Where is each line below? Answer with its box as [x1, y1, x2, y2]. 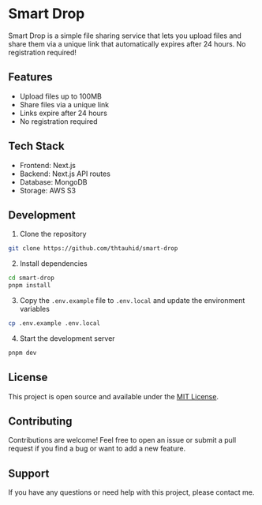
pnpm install [8, 282, 51, 290]
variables [19, 305, 50, 313]
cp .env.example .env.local [8, 320, 101, 327]
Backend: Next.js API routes [19, 169, 110, 178]
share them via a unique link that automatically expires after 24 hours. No [8, 39, 246, 48]
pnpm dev [8, 349, 37, 357]
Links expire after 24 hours [19, 108, 108, 118]
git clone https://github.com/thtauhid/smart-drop [8, 245, 178, 252]
